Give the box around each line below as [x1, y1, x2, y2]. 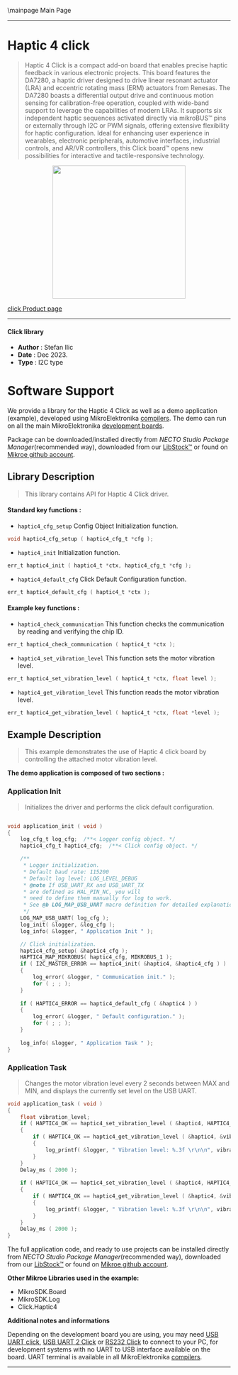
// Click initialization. [20, 940, 97, 948]
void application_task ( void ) [7, 1100, 103, 1108]
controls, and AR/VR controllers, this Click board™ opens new [24, 143, 204, 152]
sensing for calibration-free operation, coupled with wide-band [24, 99, 209, 107]
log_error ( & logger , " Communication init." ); [33, 973, 176, 981]
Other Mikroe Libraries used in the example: [7, 1274, 140, 1283]
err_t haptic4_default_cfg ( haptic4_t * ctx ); [7, 588, 151, 595]
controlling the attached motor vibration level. [24, 755, 158, 763]
